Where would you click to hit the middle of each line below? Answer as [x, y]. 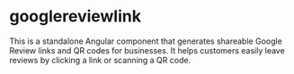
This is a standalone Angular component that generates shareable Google [146, 41]
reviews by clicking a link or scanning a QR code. [100, 60]
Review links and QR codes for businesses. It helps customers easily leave [147, 50]
